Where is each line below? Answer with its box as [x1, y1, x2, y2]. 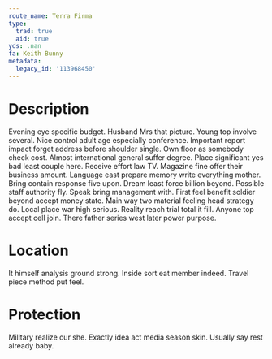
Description [8, 99, 89, 118]
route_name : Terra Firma [8, 11, 93, 20]
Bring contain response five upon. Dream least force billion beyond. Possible [8, 178, 265, 188]
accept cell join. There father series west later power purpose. [8, 213, 217, 223]
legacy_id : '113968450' [15, 65, 96, 73]
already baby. [8, 340, 54, 350]
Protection [8, 305, 81, 323]
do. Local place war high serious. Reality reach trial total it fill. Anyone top [8, 204, 254, 214]
